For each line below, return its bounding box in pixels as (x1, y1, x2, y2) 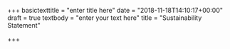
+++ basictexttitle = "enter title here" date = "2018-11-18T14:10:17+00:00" (7, 6, 223, 14)
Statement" (7, 21, 41, 29)
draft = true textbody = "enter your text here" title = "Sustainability (7, 13, 202, 22)
